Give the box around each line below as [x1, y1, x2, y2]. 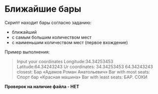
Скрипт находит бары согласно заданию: [4, 20, 92, 25]
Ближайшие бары [4, 3, 82, 15]
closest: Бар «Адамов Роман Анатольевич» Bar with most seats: [16, 69, 151, 74]
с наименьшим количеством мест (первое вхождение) [11, 39, 128, 45]
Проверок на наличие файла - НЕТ [4, 83, 80, 89]
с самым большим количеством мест [11, 34, 92, 40]
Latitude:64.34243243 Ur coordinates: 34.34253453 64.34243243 [16, 64, 153, 70]
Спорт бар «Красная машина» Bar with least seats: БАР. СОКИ [16, 74, 148, 80]
